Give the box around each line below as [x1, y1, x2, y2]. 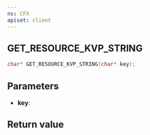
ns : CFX [7, 10, 30, 17]
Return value [7, 119, 64, 131]
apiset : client [7, 17, 52, 24]
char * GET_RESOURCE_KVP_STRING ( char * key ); [7, 61, 136, 68]
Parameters [7, 80, 59, 92]
